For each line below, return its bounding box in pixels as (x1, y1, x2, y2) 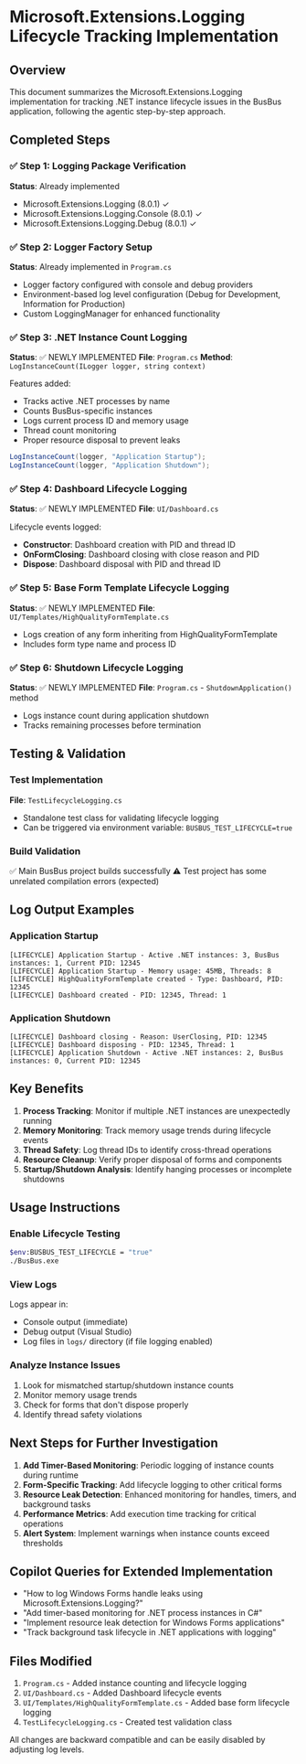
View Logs (9, 1278, 58, 1291)
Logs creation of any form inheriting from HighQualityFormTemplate (22, 628, 279, 639)
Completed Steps (9, 133, 111, 148)
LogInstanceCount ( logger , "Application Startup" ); (9, 453, 206, 462)
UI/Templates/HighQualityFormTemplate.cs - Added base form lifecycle (22, 1697, 290, 1708)
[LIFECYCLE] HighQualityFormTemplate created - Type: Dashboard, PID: (9, 974, 284, 984)
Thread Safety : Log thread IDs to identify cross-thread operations (22, 1144, 272, 1155)
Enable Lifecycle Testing (9, 1227, 121, 1240)
